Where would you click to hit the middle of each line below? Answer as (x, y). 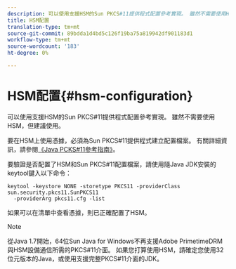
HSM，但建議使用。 (36, 125)
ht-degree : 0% (28, 53)
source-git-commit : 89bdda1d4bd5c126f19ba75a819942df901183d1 (100, 33)
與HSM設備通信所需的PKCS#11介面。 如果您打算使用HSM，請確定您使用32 (116, 249)
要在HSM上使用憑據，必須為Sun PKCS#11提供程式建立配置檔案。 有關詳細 (114, 140)
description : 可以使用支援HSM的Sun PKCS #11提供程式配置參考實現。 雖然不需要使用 (117, 14)
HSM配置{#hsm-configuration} (100, 96)
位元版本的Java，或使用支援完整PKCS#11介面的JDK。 (85, 258)
